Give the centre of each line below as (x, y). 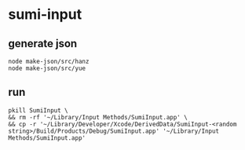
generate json (43, 44)
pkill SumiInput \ (38, 110)
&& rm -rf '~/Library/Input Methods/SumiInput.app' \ (98, 117)
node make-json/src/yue (47, 68)
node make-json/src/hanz (49, 61)
